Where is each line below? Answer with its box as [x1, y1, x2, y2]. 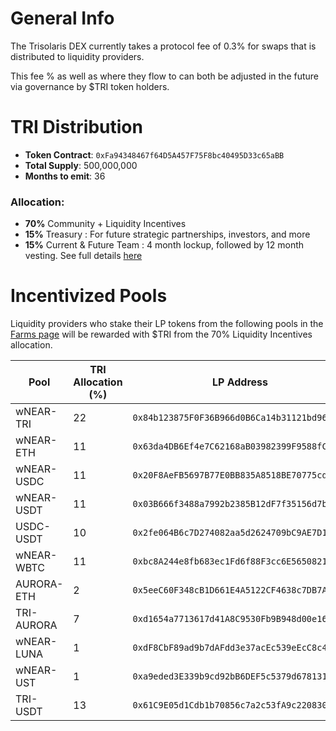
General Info [10, 7, 115, 30]
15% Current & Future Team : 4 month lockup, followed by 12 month [24, 239, 305, 251]
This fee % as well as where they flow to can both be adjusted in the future [10, 70, 320, 82]
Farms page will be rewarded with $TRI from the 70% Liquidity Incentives [10, 328, 313, 341]
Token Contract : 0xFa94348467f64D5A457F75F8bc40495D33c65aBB [24, 148, 285, 161]
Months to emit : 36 [24, 170, 106, 182]
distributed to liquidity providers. [10, 50, 145, 62]
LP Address [211, 375, 268, 389]
